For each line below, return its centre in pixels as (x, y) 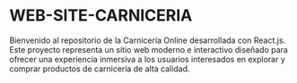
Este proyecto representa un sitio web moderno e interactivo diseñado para (149, 49)
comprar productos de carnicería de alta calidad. (100, 69)
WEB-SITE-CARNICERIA (101, 16)
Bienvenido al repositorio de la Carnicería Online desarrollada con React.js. (148, 40)
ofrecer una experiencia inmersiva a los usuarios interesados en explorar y (147, 59)
